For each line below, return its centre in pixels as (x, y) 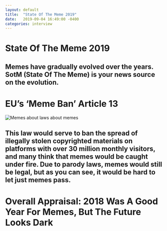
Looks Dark (29, 223)
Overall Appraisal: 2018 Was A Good (82, 201)
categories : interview (29, 24)
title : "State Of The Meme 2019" (41, 14)
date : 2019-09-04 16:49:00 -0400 (42, 19)
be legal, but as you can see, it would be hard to (80, 172)
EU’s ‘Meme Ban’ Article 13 (62, 104)
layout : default (22, 10)
